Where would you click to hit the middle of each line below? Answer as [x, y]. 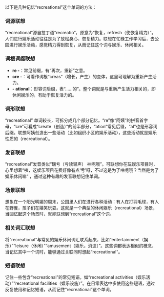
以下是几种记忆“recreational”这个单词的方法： [51, 7]
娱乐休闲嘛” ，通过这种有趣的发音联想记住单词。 [54, 176]
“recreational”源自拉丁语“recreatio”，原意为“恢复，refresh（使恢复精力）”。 [81, 33]
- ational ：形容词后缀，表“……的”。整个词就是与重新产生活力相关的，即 [84, 89]
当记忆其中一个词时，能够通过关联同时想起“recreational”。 [64, 251]
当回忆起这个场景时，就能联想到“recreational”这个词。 [60, 214]
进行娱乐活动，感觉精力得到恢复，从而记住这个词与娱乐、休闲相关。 [78, 45]
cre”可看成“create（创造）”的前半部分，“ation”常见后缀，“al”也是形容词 [86, 126]
